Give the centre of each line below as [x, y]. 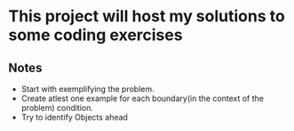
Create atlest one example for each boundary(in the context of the [142, 98]
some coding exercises [95, 35]
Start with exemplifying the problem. [87, 89]
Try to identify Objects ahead [74, 117]
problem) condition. [57, 108]
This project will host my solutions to [147, 16]
